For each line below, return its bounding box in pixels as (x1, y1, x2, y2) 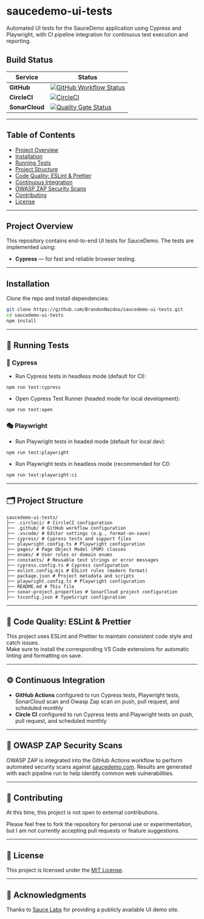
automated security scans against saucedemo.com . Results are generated (6, 763, 192, 770)
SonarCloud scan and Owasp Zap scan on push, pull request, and (15, 697, 180, 705)
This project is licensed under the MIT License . (6, 867, 124, 874)
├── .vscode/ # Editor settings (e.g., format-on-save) (6, 530, 151, 537)
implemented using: (6, 244, 56, 251)
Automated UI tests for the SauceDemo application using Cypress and (6, 24, 182, 32)
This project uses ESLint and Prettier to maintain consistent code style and (6, 632, 192, 640)
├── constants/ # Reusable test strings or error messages (6, 557, 159, 563)
